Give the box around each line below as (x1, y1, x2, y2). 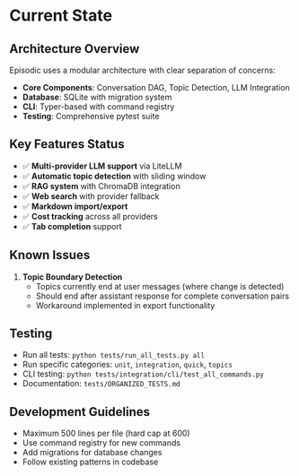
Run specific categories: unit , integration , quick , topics (22, 359, 233, 370)
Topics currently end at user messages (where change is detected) (35, 281, 285, 291)
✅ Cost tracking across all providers (22, 211, 159, 221)
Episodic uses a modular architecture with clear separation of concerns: (9, 65, 276, 75)
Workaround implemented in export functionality (35, 299, 215, 310)
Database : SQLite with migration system (22, 91, 172, 102)
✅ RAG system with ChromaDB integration (22, 180, 181, 191)
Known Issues (9, 247, 91, 263)
